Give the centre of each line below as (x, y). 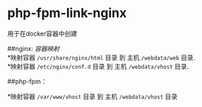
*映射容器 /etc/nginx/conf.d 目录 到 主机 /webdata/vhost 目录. (98, 66)
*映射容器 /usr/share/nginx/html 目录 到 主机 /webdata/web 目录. (101, 57)
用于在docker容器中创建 (42, 33)
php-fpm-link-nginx (67, 13)
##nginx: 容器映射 (34, 48)
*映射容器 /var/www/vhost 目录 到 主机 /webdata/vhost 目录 (93, 96)
